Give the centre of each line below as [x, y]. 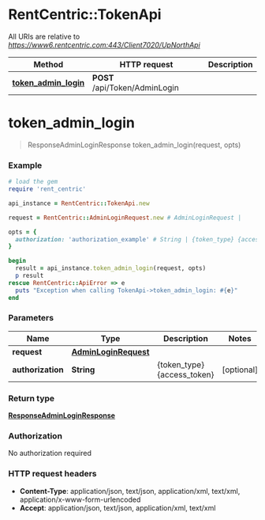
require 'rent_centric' [47, 189]
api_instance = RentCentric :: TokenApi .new [79, 203]
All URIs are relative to [44, 36]
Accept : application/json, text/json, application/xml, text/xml [118, 507]
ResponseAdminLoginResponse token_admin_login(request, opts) [134, 145]
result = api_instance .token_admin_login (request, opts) [111, 268]
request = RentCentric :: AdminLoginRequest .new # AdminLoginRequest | [125, 218]
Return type [32, 398]
